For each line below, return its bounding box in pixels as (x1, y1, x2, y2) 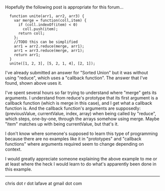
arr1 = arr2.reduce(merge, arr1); (14, 44, 84, 49)
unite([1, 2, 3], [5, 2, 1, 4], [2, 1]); (9, 61, 96, 66)
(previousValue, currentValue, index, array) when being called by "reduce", (5, 111, 156, 116)
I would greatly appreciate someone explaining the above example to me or (5, 156, 157, 161)
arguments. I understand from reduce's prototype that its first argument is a (5, 95, 158, 100)
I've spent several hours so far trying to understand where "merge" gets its (5, 90, 157, 95)
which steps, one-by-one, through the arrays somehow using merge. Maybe (5, 116, 160, 122)
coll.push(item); (23, 27, 58, 32)
